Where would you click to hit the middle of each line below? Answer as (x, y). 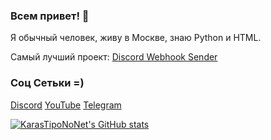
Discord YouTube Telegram (66, 105)
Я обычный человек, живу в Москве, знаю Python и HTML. (136, 38)
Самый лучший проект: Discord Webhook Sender (114, 57)
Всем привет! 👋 (50, 16)
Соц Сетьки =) (47, 83)
